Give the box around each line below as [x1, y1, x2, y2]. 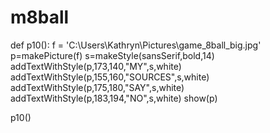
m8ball [10, 6, 70, 29]
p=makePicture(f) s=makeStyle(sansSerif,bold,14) [10, 49, 215, 61]
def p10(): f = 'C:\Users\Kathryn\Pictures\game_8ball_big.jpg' [10, 39, 262, 51]
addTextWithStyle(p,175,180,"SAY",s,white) [10, 81, 185, 93]
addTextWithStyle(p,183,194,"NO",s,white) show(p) [10, 92, 218, 104]
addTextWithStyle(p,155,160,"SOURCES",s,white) [10, 71, 210, 83]
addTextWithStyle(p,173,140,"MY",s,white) [10, 60, 182, 72]
